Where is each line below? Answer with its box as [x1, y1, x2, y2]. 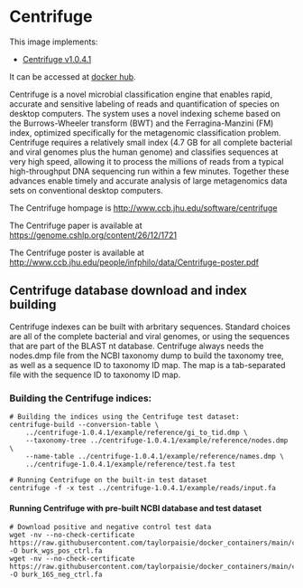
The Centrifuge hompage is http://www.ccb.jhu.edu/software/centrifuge [9, 202, 278, 213]
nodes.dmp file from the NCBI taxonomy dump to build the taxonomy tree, [9, 350, 284, 361]
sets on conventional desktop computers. [9, 185, 164, 195]
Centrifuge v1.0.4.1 [22, 53, 92, 64]
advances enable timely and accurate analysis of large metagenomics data [9, 175, 288, 186]
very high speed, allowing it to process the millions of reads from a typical [9, 156, 284, 166]
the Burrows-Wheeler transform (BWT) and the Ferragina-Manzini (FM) [9, 118, 274, 128]
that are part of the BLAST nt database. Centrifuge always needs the [9, 340, 264, 351]
